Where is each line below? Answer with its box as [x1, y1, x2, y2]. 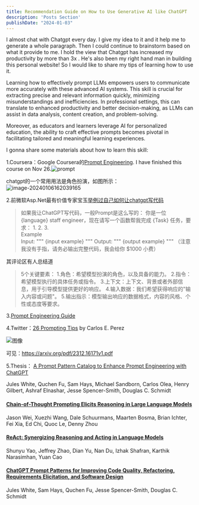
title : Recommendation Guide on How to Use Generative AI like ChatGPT [6, 8, 187, 15]
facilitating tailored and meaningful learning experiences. [6, 135, 146, 142]
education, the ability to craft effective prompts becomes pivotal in [6, 128, 169, 136]
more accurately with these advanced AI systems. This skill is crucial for [6, 86, 183, 93]
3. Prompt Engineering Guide [6, 312, 75, 319]
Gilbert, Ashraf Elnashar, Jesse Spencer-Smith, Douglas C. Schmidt [6, 387, 171, 394]
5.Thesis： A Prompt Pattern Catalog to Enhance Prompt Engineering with [6, 362, 187, 369]
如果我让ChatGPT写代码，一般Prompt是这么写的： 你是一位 [20, 209, 166, 217]
